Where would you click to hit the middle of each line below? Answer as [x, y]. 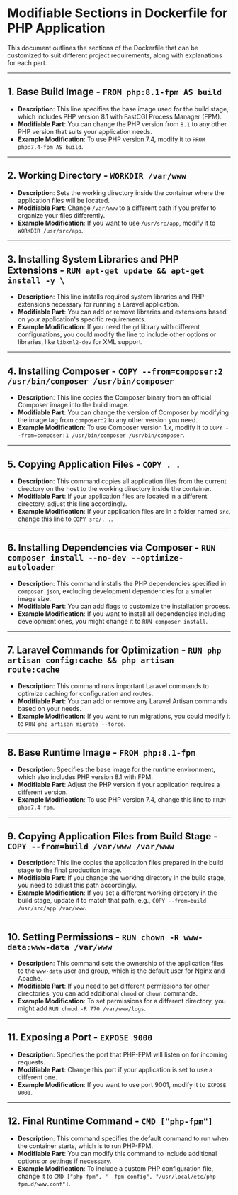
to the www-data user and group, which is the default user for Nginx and [121, 971]
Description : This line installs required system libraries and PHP [111, 297]
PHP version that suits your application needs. [85, 131]
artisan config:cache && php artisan [91, 660]
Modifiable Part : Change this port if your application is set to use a [115, 1069]
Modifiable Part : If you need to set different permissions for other [113, 986]
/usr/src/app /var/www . [52, 908]
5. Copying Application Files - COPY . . [94, 464]
